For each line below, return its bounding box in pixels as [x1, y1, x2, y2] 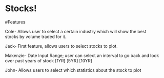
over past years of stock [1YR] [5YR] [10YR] [5, 58, 93, 63]
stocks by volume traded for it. [5, 34, 67, 39]
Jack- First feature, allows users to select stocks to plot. [5, 43, 118, 49]
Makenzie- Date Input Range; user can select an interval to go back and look [5, 52, 159, 58]
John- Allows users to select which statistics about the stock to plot [5, 67, 142, 73]
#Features [5, 19, 26, 25]
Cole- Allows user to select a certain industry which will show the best [5, 28, 146, 34]
